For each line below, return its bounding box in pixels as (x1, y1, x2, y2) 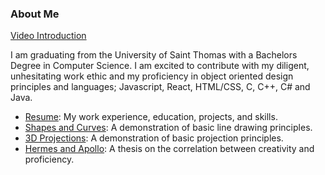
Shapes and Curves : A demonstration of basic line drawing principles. (24, 122, 313, 134)
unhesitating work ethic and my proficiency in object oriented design (10, 70, 294, 82)
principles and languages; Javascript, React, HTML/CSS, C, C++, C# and (10, 81, 311, 93)
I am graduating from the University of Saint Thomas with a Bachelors (10, 49, 298, 61)
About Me (10, 7, 60, 21)
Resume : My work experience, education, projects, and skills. (24, 111, 278, 123)
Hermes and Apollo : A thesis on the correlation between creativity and (24, 143, 315, 155)
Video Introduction (10, 30, 87, 42)
